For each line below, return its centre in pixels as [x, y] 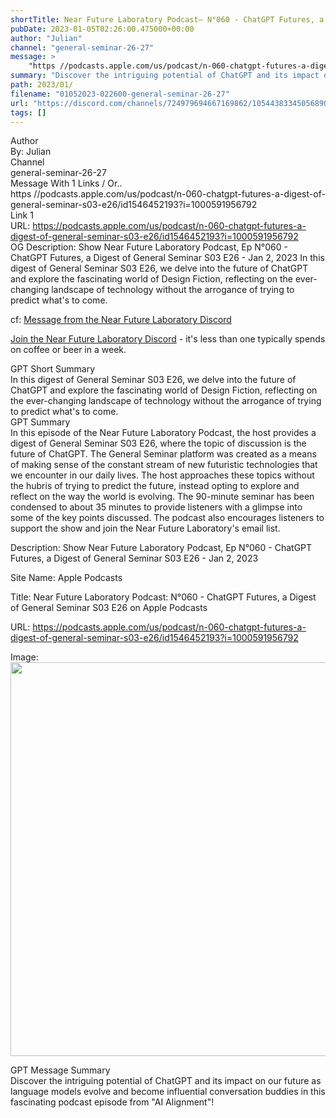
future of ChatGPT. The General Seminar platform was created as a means [163, 454]
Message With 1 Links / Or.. [66, 183]
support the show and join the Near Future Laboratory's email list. [145, 528]
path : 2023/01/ [42, 85]
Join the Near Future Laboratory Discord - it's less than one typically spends [168, 339]
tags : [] [28, 112]
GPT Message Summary [60, 1070]
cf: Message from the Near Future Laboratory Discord [121, 320]
